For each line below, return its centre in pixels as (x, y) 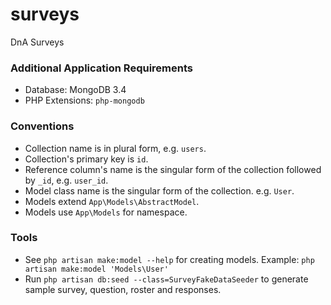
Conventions (42, 126)
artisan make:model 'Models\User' (96, 269)
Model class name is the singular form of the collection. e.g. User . (159, 190)
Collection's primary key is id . (86, 159)
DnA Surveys (37, 42)
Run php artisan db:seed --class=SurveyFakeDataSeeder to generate (166, 279)
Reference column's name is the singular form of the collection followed (173, 169)
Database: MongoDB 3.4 (75, 90)
